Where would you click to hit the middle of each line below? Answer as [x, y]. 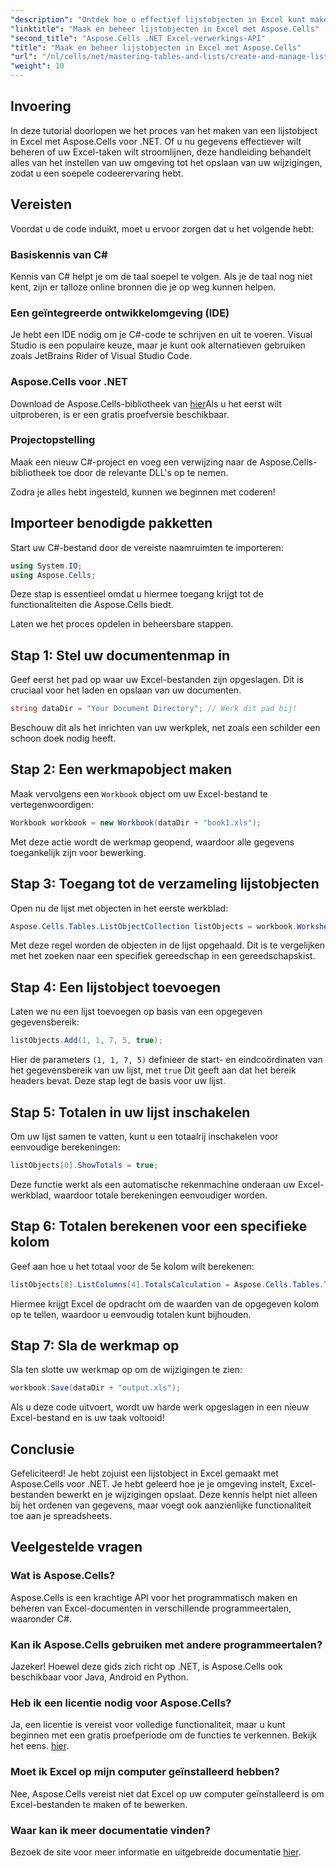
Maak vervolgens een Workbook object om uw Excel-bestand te [139, 793]
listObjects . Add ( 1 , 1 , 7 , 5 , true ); [86, 1041]
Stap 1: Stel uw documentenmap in [120, 655]
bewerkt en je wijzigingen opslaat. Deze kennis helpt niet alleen [187, 1494]
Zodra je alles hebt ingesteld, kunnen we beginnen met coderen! [143, 492]
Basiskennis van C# [59, 254]
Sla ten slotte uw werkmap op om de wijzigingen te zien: [126, 1370]
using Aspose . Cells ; [53, 575]
